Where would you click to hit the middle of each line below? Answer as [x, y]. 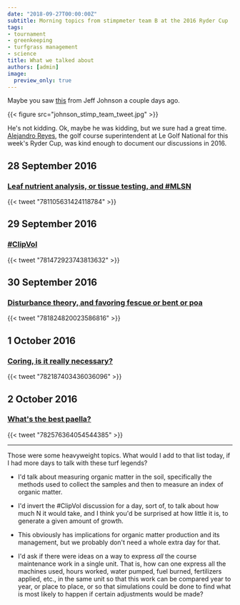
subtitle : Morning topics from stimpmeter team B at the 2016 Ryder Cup [118, 21]
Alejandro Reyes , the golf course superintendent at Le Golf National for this [118, 136]
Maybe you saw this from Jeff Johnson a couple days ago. [94, 101]
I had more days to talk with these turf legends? [77, 463]
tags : [15, 27]
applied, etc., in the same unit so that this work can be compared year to [124, 579]
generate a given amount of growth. [70, 521]
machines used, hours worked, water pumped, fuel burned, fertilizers [120, 571]
